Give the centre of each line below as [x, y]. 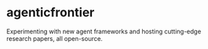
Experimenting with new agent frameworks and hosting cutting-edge [104, 31]
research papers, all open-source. [55, 38]
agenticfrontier [50, 13]
